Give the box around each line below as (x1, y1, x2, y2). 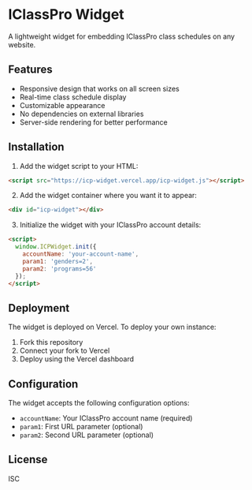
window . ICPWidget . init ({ (15, 243, 97, 251)
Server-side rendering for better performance (19, 117, 168, 127)
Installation (8, 140, 65, 154)
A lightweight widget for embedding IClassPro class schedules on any (8, 32, 235, 41)
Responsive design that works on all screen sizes (19, 84, 180, 93)
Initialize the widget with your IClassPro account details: (19, 220, 202, 230)
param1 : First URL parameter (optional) (19, 422, 143, 432)
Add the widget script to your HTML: (19, 161, 139, 170)
